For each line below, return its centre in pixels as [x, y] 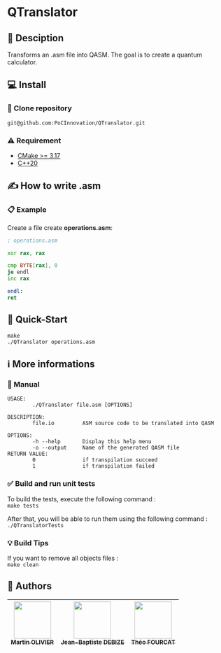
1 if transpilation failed [94, 466]
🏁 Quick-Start [37, 320]
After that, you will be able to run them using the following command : [107, 519]
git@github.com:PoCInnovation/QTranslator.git [76, 123]
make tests [23, 505]
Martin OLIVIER [33, 642]
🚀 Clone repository [40, 108]
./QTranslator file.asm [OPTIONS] [83, 405]
